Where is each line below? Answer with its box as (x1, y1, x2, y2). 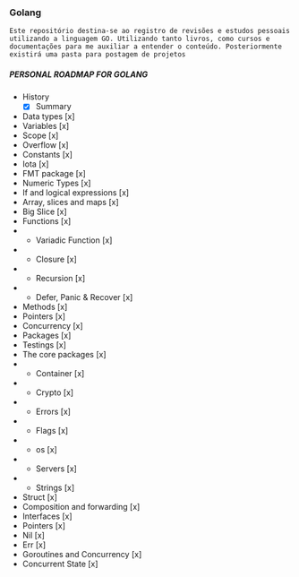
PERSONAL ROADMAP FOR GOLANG (9, 69, 149, 80)
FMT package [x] (21, 168, 87, 179)
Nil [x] (21, 530, 45, 541)
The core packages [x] (21, 349, 107, 360)
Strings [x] (35, 482, 74, 494)
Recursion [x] (35, 273, 86, 284)
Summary (35, 101, 72, 112)
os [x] (35, 444, 58, 455)
